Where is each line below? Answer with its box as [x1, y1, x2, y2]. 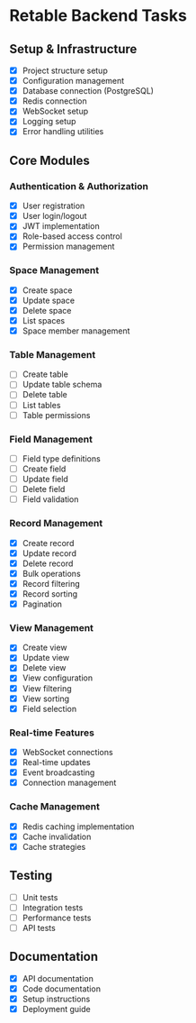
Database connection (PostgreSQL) [22, 86, 155, 96]
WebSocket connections [22, 747, 114, 758]
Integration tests [22, 902, 84, 913]
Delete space [22, 305, 72, 315]
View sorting [22, 693, 70, 704]
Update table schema [22, 379, 102, 390]
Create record [22, 537, 75, 548]
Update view [22, 653, 70, 663]
